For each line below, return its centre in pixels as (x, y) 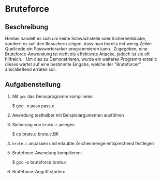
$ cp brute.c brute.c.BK (35, 134)
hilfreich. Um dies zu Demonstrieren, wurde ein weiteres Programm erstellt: (81, 59)
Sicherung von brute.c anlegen (43, 124)
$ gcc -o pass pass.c (33, 106)
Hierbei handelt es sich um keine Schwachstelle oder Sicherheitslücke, (76, 38)
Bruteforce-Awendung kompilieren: (47, 153)
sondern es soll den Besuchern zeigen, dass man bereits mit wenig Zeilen (79, 44)
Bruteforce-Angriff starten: (38, 171)
